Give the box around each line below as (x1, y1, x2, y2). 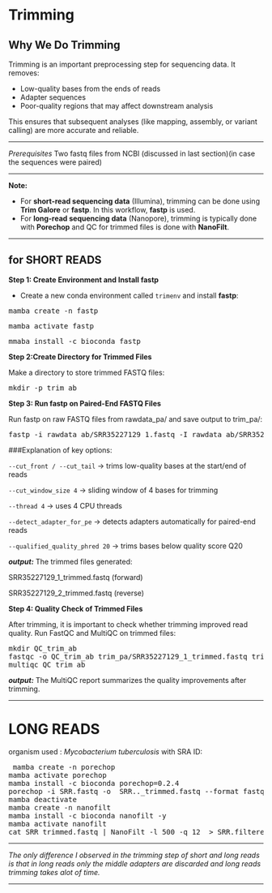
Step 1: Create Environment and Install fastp (8, 274, 159, 285)
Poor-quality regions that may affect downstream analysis (19, 101, 214, 110)
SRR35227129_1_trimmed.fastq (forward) (8, 572, 143, 582)
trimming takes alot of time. (8, 867, 100, 877)
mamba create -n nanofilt (8, 803, 112, 812)
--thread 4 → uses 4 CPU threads (8, 500, 123, 510)
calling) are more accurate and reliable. (8, 126, 139, 135)
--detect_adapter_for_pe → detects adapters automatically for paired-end (8, 517, 257, 526)
